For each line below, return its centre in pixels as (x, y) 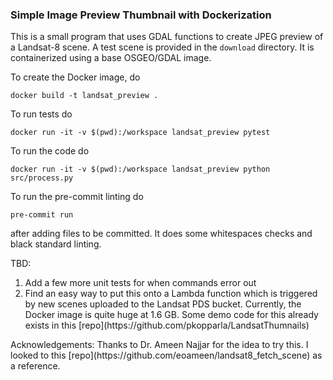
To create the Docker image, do (75, 77)
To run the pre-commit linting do (77, 197)
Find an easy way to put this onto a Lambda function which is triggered (171, 294)
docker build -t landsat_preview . (84, 96)
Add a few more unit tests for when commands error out (140, 283)
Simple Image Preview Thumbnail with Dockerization (141, 15)
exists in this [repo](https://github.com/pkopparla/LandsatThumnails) (167, 325)
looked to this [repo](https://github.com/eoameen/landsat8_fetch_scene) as (166, 355)
